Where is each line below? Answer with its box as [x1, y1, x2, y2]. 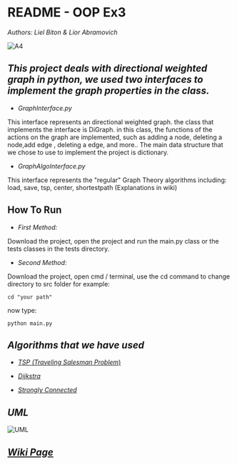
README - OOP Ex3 [7, 4, 126, 21]
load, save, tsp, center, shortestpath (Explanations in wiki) [7, 183, 178, 191]
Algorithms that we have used [7, 339, 145, 351]
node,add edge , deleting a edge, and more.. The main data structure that [7, 140, 223, 149]
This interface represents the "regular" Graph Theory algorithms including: [7, 176, 227, 184]
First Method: [17, 223, 58, 231]
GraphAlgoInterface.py [17, 161, 86, 170]
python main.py [7, 319, 53, 327]
